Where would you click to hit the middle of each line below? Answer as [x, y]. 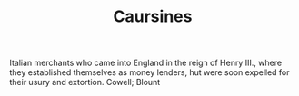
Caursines [153, 17]
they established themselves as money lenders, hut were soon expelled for [149, 72]
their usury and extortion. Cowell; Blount [85, 82]
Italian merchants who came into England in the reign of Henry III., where [146, 63]
